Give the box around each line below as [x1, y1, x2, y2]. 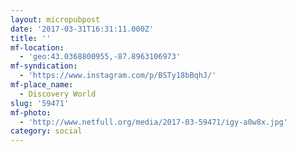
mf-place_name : [10, 80, 74, 90]
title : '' [10, 33, 52, 43]
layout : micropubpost [10, 14, 101, 25]
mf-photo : [10, 107, 52, 118]
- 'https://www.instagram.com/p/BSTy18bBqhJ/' [19, 71, 217, 81]
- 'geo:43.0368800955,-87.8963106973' [19, 52, 182, 62]
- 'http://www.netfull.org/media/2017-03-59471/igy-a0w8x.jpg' [19, 117, 288, 127]
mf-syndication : [10, 61, 78, 71]
